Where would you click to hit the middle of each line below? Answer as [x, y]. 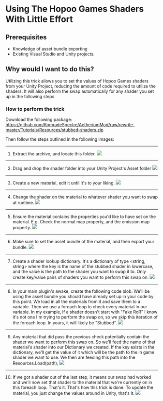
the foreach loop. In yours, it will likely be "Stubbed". [65, 323]
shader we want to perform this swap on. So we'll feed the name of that [84, 342]
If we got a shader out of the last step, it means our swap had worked [82, 377]
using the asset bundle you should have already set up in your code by [83, 297]
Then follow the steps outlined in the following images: [60, 139]
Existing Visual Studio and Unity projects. [53, 54]
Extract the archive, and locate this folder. [54, 154]
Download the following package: [39, 119]
